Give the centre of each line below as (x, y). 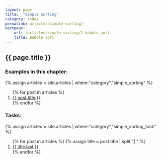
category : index (22, 19)
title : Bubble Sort (34, 38)
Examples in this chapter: (37, 72)
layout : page (19, 10)
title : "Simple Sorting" (32, 14)
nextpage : (15, 28)
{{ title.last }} (25, 147)
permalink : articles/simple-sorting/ (44, 24)
